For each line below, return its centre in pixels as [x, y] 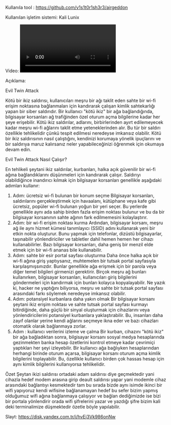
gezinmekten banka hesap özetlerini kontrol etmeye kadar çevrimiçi [84, 342]
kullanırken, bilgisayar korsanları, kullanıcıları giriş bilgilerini [75, 277]
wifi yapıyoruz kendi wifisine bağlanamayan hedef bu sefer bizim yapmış [82, 390]
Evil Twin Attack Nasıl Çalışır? [36, 159]
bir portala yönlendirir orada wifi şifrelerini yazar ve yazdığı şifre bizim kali [83, 401]
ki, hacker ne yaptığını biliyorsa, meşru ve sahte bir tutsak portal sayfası [88, 288]
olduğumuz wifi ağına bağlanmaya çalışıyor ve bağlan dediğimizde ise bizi [83, 396]
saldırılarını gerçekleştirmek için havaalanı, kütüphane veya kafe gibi [84, 201]
